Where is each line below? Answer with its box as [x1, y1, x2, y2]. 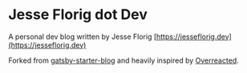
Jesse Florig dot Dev [8, 6, 148, 24]
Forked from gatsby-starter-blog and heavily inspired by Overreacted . [8, 56, 239, 65]
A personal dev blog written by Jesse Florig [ [8, 32, 157, 41]
